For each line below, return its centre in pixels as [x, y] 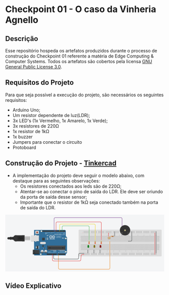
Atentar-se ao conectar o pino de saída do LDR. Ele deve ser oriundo [91, 191]
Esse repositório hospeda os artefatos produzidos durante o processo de [81, 51]
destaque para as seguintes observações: [56, 181]
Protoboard [24, 147]
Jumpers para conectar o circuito [47, 142]
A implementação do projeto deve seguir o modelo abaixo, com [78, 175]
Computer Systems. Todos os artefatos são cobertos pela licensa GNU [79, 61]
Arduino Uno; [26, 110]
